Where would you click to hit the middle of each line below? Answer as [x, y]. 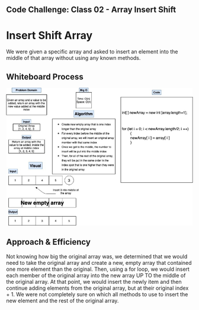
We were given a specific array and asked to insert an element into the [92, 52]
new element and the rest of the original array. [62, 300]
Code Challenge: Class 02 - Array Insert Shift [91, 10]
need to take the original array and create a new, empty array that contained [99, 262]
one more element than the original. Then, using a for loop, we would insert [98, 269]
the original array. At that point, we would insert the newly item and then [94, 281]
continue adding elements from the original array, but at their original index [97, 288]
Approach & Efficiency [48, 242]
